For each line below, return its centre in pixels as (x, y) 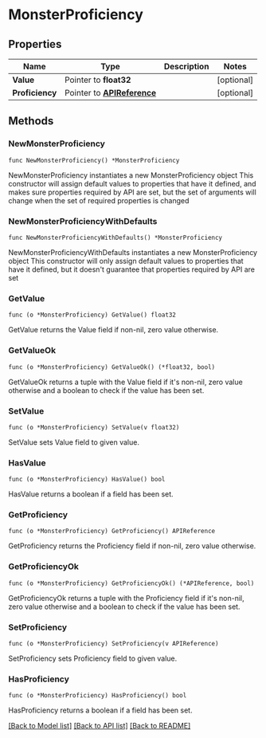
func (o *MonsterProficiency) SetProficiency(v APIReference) (113, 644)
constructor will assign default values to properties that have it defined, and (132, 183)
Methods (31, 121)
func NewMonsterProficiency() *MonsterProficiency (94, 160)
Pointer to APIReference (111, 93)
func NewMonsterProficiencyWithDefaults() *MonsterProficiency (115, 237)
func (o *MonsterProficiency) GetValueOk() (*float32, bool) (112, 367)
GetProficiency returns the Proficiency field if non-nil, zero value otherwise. (132, 546)
